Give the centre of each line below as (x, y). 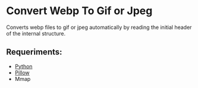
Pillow (22, 73)
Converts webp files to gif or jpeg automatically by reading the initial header (99, 27)
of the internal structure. (36, 33)
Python (23, 66)
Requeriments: (34, 52)
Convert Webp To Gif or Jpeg (79, 11)
